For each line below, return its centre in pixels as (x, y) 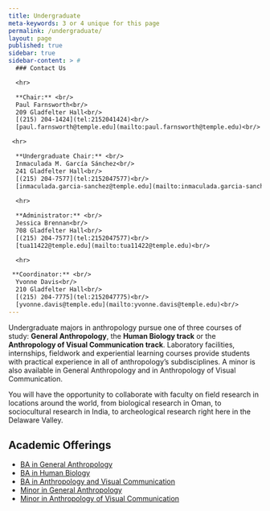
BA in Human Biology (55, 473)
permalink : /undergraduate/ (55, 31)
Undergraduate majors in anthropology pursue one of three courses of (125, 328)
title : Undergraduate (45, 16)
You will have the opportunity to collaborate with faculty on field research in (134, 394)
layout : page (30, 38)
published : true (35, 46)
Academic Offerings (60, 445)
